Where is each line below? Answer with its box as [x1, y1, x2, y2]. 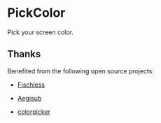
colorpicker [17, 107, 51, 116]
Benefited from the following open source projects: [7, 66, 154, 75]
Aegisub [17, 94, 42, 102]
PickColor [7, 5, 66, 21]
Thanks [7, 48, 41, 60]
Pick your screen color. [7, 28, 73, 36]
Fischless [17, 80, 45, 89]
